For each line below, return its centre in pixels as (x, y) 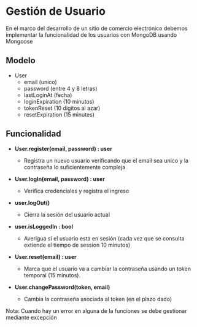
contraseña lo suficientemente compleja (75, 167)
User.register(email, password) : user (64, 148)
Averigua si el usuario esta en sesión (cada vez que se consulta (104, 238)
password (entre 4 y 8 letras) (60, 88)
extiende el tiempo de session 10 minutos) (77, 245)
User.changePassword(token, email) (62, 287)
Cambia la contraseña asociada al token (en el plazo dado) (98, 299)
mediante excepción (32, 317)
